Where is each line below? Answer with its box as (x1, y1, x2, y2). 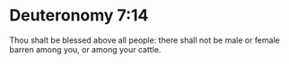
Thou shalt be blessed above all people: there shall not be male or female (9, 35, 280, 45)
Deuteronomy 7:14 (9, 5, 149, 26)
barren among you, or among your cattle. (9, 44, 162, 54)
